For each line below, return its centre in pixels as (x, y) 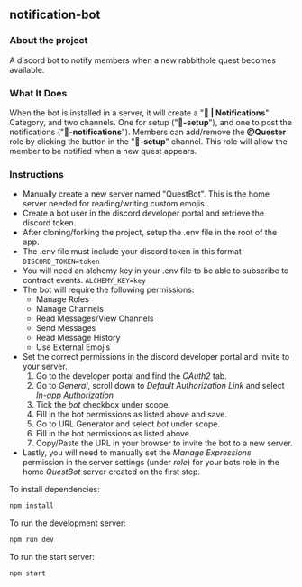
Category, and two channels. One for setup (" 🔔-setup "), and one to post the (151, 122)
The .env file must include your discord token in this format (132, 252)
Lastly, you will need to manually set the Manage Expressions (137, 453)
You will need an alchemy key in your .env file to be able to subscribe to (156, 271)
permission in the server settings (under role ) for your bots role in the (151, 463)
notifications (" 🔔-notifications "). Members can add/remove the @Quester (148, 132)
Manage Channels (69, 309)
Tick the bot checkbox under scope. (103, 405)
